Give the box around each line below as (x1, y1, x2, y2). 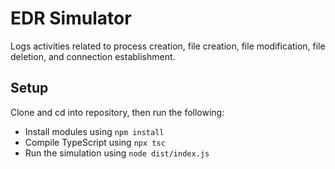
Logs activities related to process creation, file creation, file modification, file (10, 40, 326, 52)
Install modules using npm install (24, 125, 165, 137)
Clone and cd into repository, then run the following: (10, 106, 225, 118)
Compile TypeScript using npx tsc (24, 136, 166, 148)
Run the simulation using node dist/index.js (24, 147, 210, 159)
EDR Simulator (10, 7, 132, 30)
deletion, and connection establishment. (10, 50, 176, 62)
